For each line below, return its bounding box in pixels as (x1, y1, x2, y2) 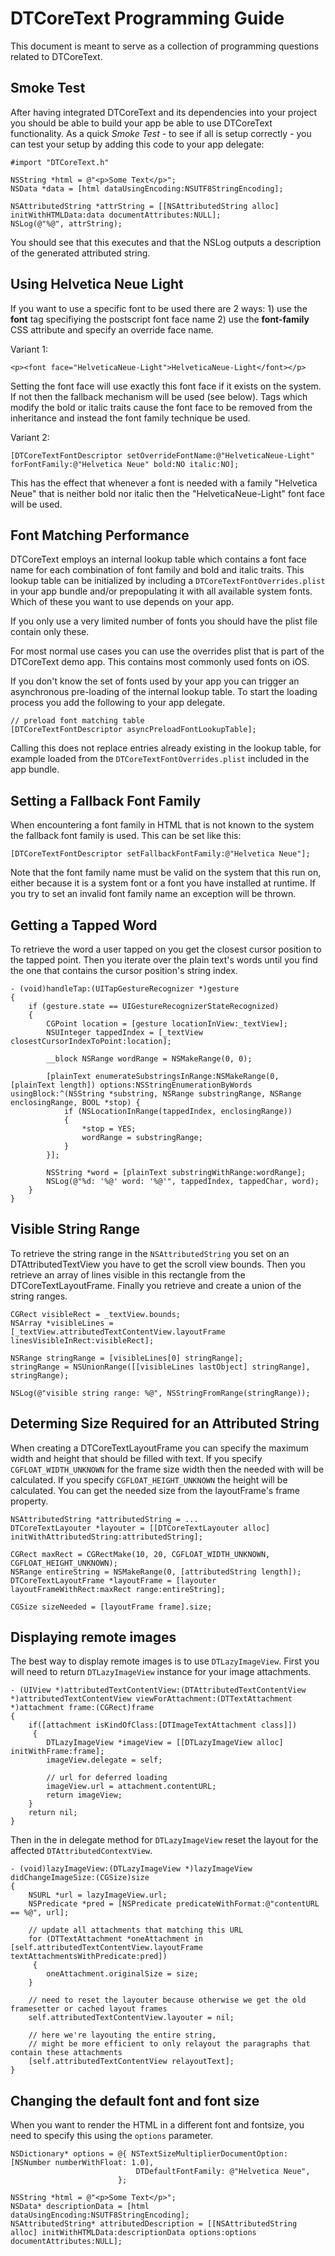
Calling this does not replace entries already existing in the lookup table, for (10, 742, 322, 754)
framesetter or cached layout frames (10, 2004, 168, 2014)
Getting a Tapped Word (10, 917, 158, 934)
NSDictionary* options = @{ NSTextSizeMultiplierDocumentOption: (10, 2149, 288, 2159)
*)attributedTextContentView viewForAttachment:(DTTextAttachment (10, 1694, 293, 1704)
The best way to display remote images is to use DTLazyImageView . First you (10, 1655, 320, 1667)
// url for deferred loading (46, 1773, 168, 1783)
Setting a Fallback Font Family (10, 792, 202, 809)
